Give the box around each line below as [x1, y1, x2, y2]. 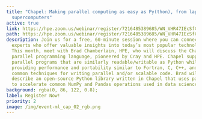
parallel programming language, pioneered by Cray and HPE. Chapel [11, 53, 185, 59]
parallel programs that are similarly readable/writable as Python [11, 59, 185, 65]
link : [6, 25, 20, 32]
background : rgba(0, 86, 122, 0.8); [6, 87, 98, 93]
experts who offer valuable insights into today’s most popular [11, 43, 176, 49]
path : [6, 31, 20, 37]
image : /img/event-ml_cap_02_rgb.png [6, 103, 101, 110]
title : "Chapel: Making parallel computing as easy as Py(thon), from [6, 8, 187, 15]
